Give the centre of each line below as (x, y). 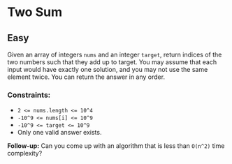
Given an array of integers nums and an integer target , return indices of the (115, 54)
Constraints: (29, 95)
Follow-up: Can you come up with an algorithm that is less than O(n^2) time (116, 146)
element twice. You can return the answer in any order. (86, 77)
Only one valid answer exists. (59, 133)
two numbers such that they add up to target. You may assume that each (112, 62)
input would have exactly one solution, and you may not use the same (108, 69)
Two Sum (35, 12)
